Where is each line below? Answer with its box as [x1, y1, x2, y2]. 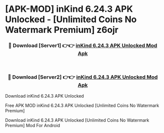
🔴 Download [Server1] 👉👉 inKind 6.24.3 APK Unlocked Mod [8, 42, 158, 49]
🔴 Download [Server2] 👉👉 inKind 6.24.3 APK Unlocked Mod [7, 74, 158, 80]
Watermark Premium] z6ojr [5, 25, 119, 35]
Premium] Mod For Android [5, 122, 61, 128]
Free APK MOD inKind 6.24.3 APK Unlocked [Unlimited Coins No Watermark [5, 102, 159, 108]
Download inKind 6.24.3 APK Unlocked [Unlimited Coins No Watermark [5, 117, 149, 123]
